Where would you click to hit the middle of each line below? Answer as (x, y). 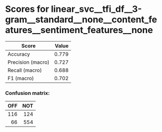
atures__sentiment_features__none (79, 30)
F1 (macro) (21, 78)
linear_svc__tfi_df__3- (96, 9)
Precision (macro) (29, 62)
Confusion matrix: (28, 93)
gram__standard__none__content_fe (81, 20)
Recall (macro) (25, 70)
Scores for (27, 9)
